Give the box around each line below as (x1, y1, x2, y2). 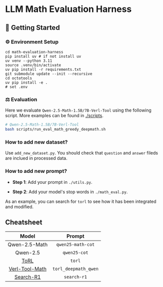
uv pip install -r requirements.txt (5, 67, 81, 72)
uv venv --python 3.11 (5, 58, 52, 63)
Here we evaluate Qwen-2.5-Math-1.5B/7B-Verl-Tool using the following (5, 107, 152, 113)
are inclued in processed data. (5, 155, 68, 161)
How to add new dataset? (5, 139, 68, 145)
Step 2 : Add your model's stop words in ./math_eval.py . (12, 188, 128, 195)
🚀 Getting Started (5, 23, 60, 32)
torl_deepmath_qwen (52, 266, 99, 272)
